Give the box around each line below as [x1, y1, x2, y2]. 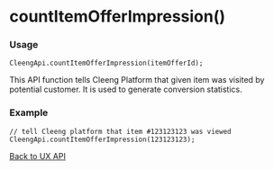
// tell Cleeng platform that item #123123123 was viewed [9, 127, 232, 136]
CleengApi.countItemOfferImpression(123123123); [9, 135, 196, 144]
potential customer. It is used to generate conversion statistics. [9, 84, 242, 95]
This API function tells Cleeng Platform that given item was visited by [9, 75, 265, 85]
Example [9, 106, 49, 119]
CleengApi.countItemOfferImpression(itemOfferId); [9, 58, 204, 68]
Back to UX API [9, 150, 66, 161]
